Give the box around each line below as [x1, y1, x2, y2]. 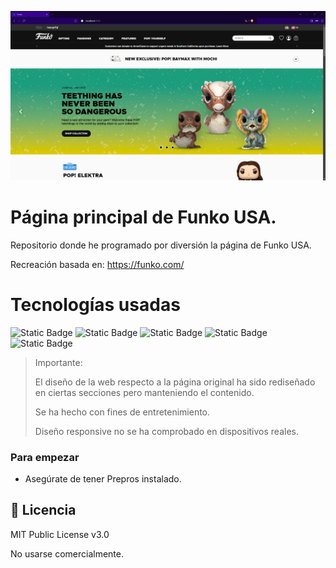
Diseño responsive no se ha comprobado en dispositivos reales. [34, 425, 299, 437]
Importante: [34, 356, 83, 368]
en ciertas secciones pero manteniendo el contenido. [34, 386, 255, 398]
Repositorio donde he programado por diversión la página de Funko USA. [10, 239, 312, 251]
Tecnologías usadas [10, 293, 181, 316]
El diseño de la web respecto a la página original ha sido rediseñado [34, 376, 316, 388]
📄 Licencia [10, 502, 77, 519]
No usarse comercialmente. [10, 547, 125, 560]
